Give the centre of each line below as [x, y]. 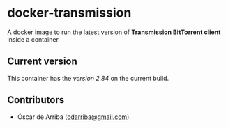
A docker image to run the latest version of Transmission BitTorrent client [114, 32]
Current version [43, 62]
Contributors [36, 100]
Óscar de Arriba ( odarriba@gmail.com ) [73, 117]
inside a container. [34, 39]
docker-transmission [69, 13]
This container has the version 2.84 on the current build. [88, 78]
